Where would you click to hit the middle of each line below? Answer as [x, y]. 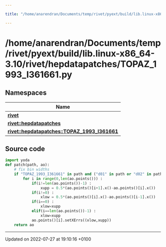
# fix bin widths [32, 170]
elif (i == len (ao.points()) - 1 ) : [64, 211]
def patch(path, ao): [27, 165]
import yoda [17, 160]
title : [12, 14]
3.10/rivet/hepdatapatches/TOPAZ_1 [81, 64]
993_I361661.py [39, 74]
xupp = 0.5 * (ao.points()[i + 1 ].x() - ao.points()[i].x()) [98, 188]
